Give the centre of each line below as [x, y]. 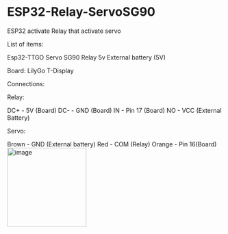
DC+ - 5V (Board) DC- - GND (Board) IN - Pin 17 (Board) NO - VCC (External [114, 110]
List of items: [25, 44]
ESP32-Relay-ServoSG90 [81, 12]
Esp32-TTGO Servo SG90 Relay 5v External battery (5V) [87, 57]
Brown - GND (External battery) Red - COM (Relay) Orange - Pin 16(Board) [112, 144]
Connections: [26, 83]
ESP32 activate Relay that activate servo [64, 31]
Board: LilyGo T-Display [40, 70]
